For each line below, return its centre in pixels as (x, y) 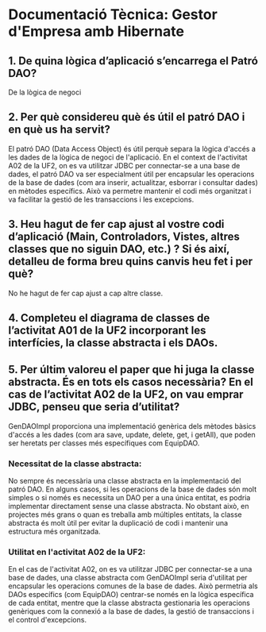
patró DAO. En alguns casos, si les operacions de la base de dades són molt (133, 489)
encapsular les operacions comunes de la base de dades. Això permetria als (133, 586)
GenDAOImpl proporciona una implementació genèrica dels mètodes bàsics (132, 426)
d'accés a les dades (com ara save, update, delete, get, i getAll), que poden (132, 434)
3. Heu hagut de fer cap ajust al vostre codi (116, 224)
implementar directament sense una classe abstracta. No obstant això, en (129, 507)
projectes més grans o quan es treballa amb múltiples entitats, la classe (125, 514)
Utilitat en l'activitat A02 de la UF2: (77, 552)
